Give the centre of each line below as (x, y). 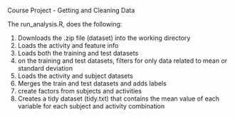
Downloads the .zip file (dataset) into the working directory (104, 38)
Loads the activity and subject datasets (75, 76)
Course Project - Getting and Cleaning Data (71, 10)
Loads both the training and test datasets (78, 53)
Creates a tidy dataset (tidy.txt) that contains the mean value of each (118, 98)
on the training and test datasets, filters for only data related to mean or (122, 61)
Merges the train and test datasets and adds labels (92, 83)
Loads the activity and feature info (68, 45)
